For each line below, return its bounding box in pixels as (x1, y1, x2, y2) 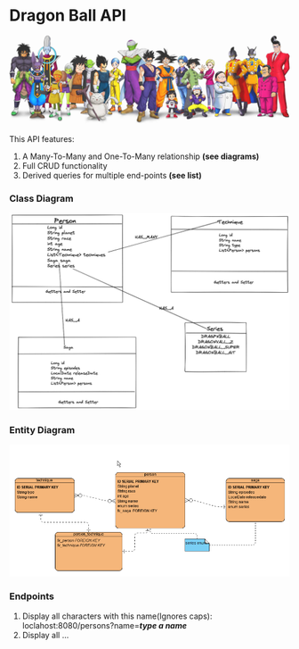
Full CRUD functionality (21, 160, 109, 171)
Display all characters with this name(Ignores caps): (21, 611, 213, 621)
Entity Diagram (9, 423, 76, 436)
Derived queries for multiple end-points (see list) (21, 170, 202, 180)
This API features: (9, 133, 75, 144)
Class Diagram (9, 192, 74, 204)
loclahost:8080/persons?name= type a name (21, 620, 187, 630)
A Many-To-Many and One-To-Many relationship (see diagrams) (21, 151, 260, 162)
